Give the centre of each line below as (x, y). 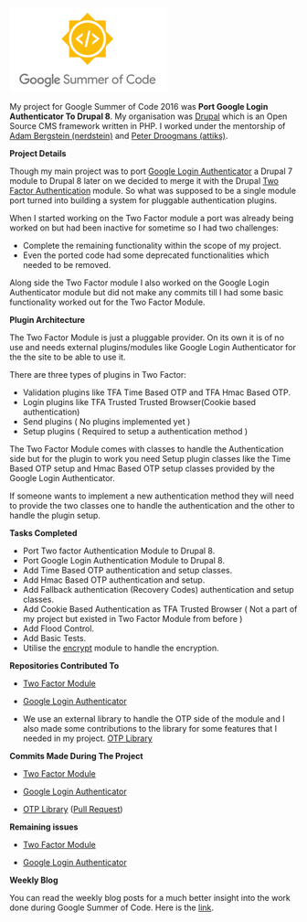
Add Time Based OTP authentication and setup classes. (127, 570)
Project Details (38, 153)
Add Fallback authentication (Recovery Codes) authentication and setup (158, 590)
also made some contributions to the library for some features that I (149, 729)
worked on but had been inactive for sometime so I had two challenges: (144, 228)
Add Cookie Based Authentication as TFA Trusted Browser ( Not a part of (160, 609)
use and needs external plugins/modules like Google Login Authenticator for (153, 347)
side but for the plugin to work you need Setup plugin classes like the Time (150, 459)
